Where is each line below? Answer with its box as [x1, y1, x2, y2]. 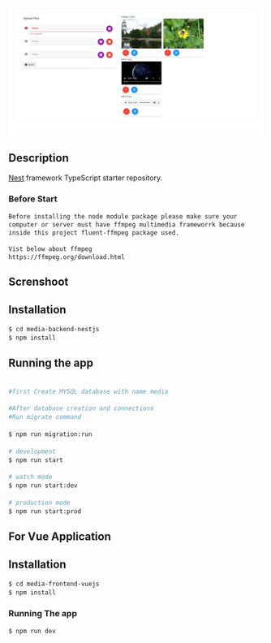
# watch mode [8, 473, 53, 481]
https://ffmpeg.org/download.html [8, 253, 126, 261]
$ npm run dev [8, 628, 57, 636]
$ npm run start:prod [8, 507, 82, 516]
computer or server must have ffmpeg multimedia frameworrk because [8, 221, 245, 229]
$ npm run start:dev [8, 481, 79, 490]
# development [8, 447, 57, 455]
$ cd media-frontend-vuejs [8, 580, 100, 589]
